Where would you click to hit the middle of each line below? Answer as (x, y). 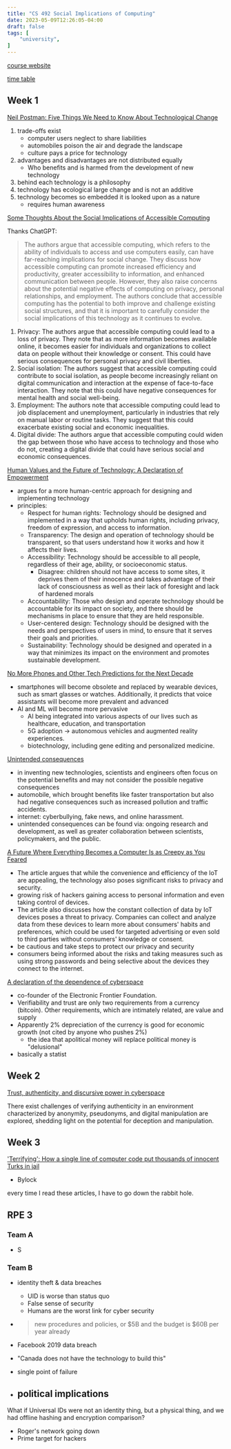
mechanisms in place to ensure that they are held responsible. (116, 615)
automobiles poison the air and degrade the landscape (105, 145)
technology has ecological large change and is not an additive (105, 189)
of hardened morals (66, 593)
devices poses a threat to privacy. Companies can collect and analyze (117, 917)
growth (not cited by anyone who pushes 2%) (82, 1032)
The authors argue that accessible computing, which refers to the (117, 244)
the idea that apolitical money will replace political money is (112, 1039)
